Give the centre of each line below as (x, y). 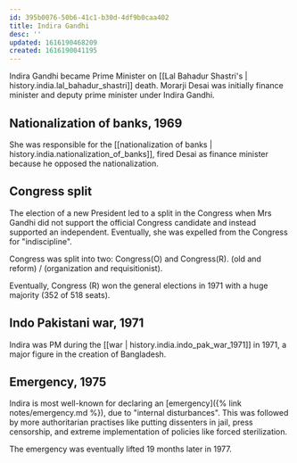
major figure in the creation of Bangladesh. (88, 354)
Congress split (50, 191)
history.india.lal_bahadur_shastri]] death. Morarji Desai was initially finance (146, 86)
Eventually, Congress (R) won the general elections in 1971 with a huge (139, 285)
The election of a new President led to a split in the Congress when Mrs (140, 213)
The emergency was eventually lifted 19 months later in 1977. (120, 449)
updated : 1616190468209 (54, 42)
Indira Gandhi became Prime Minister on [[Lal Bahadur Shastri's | (128, 76)
